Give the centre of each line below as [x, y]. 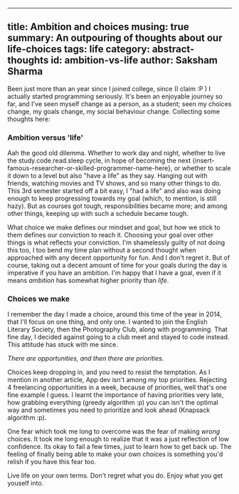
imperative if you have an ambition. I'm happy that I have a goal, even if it [115, 273]
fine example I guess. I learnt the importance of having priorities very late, [116, 395]
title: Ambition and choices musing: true [99, 27]
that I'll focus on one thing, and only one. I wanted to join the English [107, 322]
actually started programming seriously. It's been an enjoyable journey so [115, 96]
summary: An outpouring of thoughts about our [115, 38]
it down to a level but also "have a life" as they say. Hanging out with [107, 176]
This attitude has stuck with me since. [63, 345]
